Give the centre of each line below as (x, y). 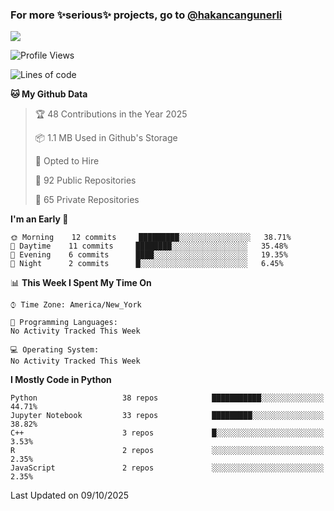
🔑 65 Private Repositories (87, 200)
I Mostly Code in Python (61, 380)
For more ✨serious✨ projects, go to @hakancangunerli (146, 15)
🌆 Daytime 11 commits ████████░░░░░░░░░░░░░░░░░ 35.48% (149, 246)
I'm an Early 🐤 (39, 219)
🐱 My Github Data (49, 94)
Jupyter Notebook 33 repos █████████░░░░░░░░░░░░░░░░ (167, 416)
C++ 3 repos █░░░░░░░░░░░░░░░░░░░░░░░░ (167, 433)
